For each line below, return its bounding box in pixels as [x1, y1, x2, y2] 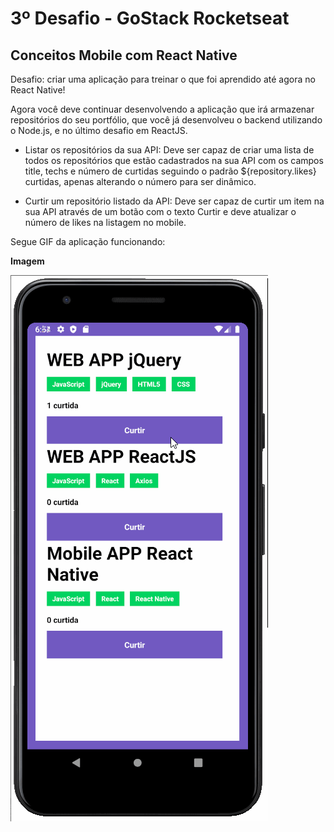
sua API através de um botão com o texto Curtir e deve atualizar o [24, 206, 297, 217]
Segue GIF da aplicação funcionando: [10, 236, 166, 247]
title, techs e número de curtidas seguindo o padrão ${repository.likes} [24, 165, 317, 177]
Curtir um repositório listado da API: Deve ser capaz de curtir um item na [24, 195, 325, 207]
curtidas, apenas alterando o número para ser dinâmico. [24, 176, 257, 187]
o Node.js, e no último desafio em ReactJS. [10, 125, 188, 136]
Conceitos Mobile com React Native [10, 47, 238, 64]
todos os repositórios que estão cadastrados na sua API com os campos [24, 155, 324, 166]
